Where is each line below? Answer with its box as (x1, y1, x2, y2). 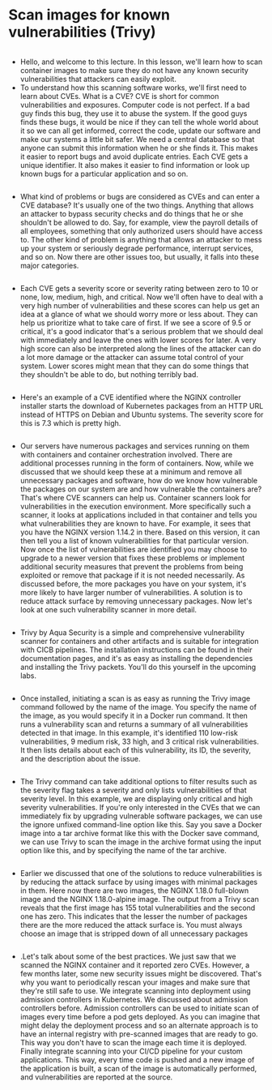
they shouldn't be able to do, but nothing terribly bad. (19, 369, 198, 379)
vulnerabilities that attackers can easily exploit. (19, 74, 176, 84)
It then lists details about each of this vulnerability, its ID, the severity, (19, 745, 252, 755)
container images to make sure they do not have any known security (19, 65, 249, 75)
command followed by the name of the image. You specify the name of (19, 702, 257, 711)
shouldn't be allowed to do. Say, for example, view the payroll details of (19, 217, 258, 227)
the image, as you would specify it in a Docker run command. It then (19, 710, 249, 720)
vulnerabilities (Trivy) (8, 23, 156, 41)
